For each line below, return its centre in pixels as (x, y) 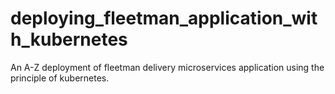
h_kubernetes (69, 39)
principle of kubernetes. (60, 78)
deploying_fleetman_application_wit (164, 18)
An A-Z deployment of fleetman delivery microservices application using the (167, 67)
